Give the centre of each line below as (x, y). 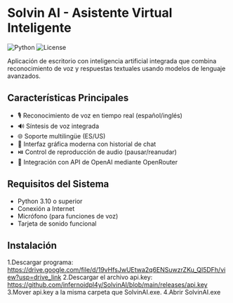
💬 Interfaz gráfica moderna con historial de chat (87, 144)
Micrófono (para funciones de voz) (68, 216)
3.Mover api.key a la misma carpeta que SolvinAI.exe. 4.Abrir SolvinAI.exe (114, 292)
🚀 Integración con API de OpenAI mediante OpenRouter (98, 162)
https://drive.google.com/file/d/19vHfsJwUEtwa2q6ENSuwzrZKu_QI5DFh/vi (116, 270)
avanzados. (24, 76)
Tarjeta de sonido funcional (57, 224)
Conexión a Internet (46, 208)
